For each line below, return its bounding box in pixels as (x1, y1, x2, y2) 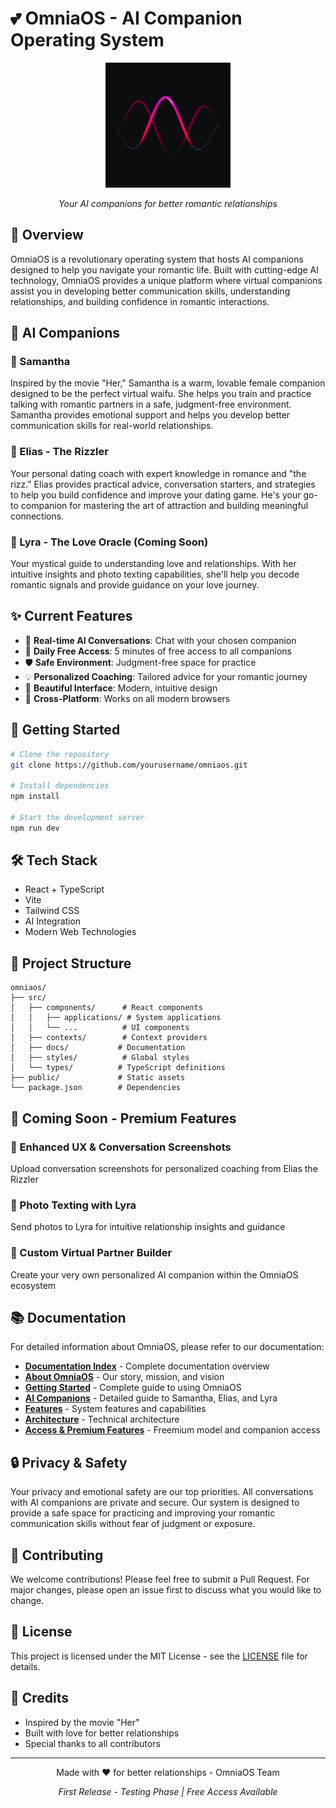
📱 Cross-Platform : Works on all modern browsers (24, 692, 231, 704)
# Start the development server (10, 812, 145, 822)
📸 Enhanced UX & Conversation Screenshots (10, 1140, 232, 1154)
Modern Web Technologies (24, 926, 137, 938)
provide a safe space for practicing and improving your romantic (10, 1507, 276, 1519)
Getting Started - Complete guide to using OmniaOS (24, 1382, 242, 1394)
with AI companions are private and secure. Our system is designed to (10, 1497, 300, 1509)
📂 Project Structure (10, 955, 132, 972)
